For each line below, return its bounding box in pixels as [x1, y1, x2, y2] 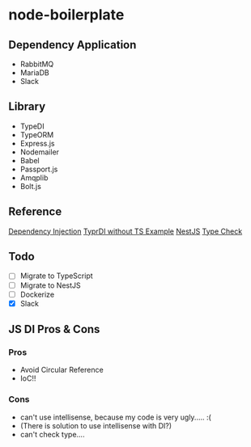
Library [8, 99, 46, 114]
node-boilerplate [8, 6, 125, 24]
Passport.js [19, 164, 58, 174]
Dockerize [19, 289, 55, 299]
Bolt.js [19, 181, 42, 191]
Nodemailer [19, 147, 59, 157]
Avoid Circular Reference [19, 365, 104, 375]
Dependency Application [8, 38, 137, 52]
